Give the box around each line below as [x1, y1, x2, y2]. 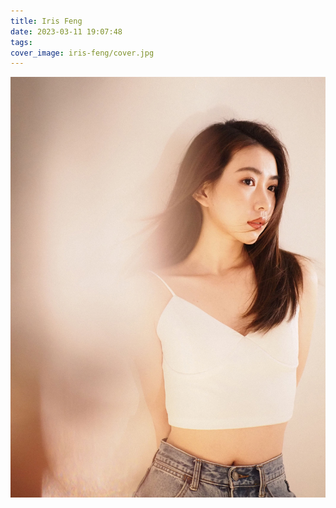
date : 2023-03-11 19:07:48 [10, 26, 123, 37]
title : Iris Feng [10, 16, 83, 26]
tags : [10, 37, 33, 47]
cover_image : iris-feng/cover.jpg [10, 48, 155, 58]
